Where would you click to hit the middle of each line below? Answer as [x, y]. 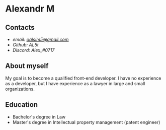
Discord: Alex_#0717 [33, 50]
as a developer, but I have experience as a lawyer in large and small [75, 83]
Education [22, 105]
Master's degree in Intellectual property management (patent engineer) [86, 122]
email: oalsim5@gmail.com [40, 39]
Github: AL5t [25, 45]
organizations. [20, 89]
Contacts [20, 27]
